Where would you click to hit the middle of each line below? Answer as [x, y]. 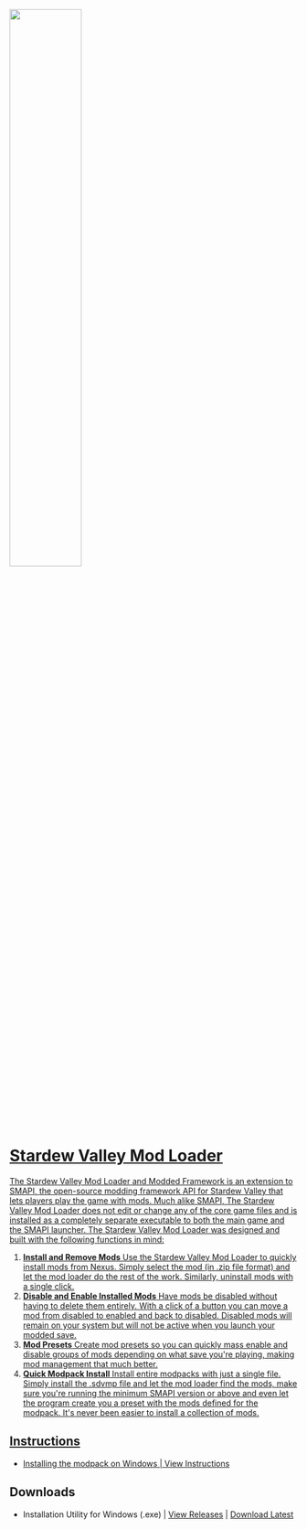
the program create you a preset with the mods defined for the [140, 1403]
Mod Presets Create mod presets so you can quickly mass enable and [155, 1344]
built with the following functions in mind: [87, 1239]
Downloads [42, 1492]
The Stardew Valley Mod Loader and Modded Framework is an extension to [151, 1181]
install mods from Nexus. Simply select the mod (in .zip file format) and [156, 1267]
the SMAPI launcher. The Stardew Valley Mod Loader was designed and [145, 1229]
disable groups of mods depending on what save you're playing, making [159, 1354]
